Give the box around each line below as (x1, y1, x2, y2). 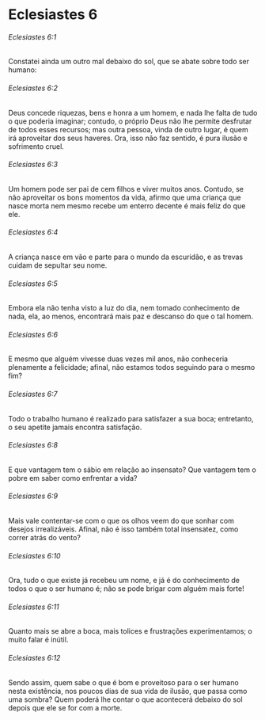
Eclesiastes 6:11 (8, 602, 59, 611)
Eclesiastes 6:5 (8, 279, 58, 288)
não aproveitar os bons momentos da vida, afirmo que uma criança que (8, 192, 241, 202)
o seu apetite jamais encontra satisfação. (8, 422, 142, 432)
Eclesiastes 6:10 (8, 550, 61, 560)
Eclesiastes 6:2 (8, 83, 58, 93)
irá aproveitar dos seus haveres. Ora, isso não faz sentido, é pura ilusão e (8, 133, 248, 143)
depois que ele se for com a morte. (8, 703, 123, 712)
